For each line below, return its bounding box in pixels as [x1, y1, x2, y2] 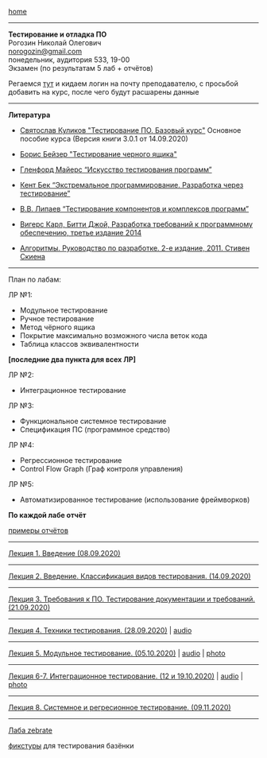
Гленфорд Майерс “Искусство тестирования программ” [19, 165, 212, 174]
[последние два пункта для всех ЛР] [8, 355, 137, 364]
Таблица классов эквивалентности [19, 340, 139, 348]
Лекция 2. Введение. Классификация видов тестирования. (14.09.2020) [8, 572, 252, 581]
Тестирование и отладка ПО [8, 29, 107, 39]
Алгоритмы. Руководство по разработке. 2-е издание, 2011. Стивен [19, 243, 250, 253]
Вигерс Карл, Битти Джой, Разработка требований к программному [19, 220, 253, 229]
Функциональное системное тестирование [19, 417, 167, 426]
